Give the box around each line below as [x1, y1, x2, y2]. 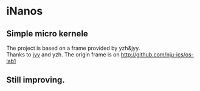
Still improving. [6, 75, 65, 86]
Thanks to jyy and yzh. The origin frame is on [6, 51, 120, 58]
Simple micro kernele [6, 29, 88, 39]
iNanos [6, 4, 43, 18]
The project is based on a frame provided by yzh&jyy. [6, 44, 140, 52]
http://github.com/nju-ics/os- [120, 51, 195, 58]
